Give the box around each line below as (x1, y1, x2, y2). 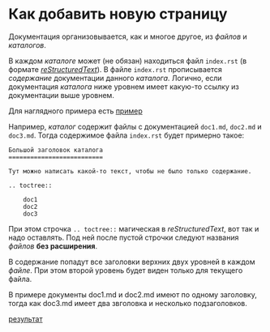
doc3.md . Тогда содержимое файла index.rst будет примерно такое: (8, 130, 245, 140)
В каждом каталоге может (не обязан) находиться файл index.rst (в (8, 56, 247, 66)
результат (8, 313, 43, 324)
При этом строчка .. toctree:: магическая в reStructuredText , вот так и (8, 223, 259, 233)
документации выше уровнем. (8, 90, 115, 100)
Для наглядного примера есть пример (8, 106, 144, 116)
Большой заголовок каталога (8, 146, 104, 154)
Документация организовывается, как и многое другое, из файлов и (8, 32, 247, 41)
